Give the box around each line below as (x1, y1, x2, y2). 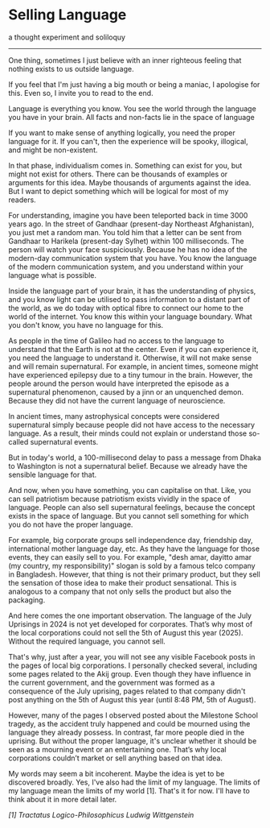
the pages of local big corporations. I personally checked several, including (8, 660, 258, 670)
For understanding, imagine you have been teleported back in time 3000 (8, 210, 248, 220)
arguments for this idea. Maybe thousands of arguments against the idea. (8, 177, 252, 187)
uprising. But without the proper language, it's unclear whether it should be (8, 735, 257, 746)
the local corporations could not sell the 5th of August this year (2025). (8, 627, 243, 637)
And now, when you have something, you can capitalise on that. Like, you (8, 485, 252, 495)
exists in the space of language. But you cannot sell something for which (8, 511, 249, 520)
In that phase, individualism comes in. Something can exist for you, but (8, 160, 243, 170)
